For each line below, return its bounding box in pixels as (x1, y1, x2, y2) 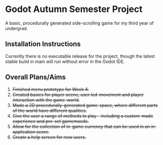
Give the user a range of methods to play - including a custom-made (12, 112, 154, 118)
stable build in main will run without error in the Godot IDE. (5, 58, 125, 64)
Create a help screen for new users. (12, 134, 86, 140)
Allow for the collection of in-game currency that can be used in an (12, 123, 151, 129)
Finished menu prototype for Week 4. (12, 86, 89, 92)
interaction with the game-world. (12, 96, 80, 103)
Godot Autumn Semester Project (5, 3, 143, 15)
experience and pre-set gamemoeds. (12, 118, 89, 124)
